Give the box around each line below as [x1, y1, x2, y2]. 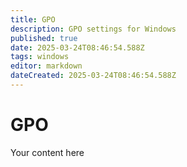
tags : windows [10, 52, 70, 62]
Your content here [10, 146, 85, 158]
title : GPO [10, 14, 56, 25]
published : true [10, 33, 78, 43]
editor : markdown [10, 61, 83, 71]
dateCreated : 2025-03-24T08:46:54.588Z [10, 71, 177, 81]
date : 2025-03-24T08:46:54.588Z [10, 42, 145, 53]
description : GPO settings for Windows [10, 24, 177, 34]
